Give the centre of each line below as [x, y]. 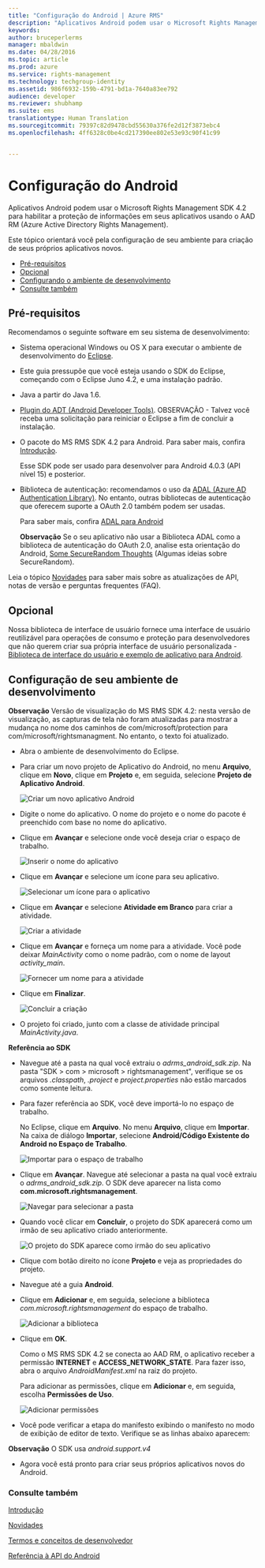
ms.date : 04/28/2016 [42, 52]
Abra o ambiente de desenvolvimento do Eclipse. [99, 751]
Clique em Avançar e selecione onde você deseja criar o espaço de [130, 838]
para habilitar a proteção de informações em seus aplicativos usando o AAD [132, 216]
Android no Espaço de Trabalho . [73, 1144]
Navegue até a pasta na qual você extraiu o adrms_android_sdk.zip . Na [135, 1063]
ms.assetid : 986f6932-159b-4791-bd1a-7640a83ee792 [93, 89]
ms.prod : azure [33, 67]
